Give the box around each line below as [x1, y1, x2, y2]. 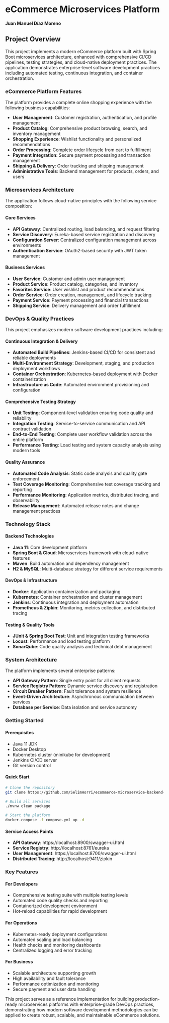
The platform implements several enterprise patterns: [5, 668, 116, 674]
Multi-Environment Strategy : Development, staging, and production [12, 360, 154, 366]
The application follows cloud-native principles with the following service [5, 198, 157, 204]
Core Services [5, 214, 36, 220]
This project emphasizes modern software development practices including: [5, 327, 163, 333]
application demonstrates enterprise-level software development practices [5, 64, 160, 70]
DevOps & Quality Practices [5, 315, 74, 322]
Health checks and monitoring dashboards [12, 942, 101, 948]
